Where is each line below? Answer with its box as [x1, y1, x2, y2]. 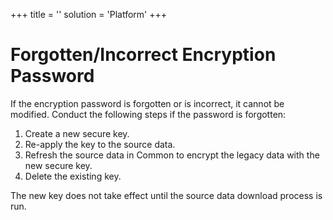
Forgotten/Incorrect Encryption [10, 44, 277, 66]
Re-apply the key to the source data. [24, 138, 176, 150]
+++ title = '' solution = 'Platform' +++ [10, 9, 167, 20]
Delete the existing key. [24, 170, 122, 182]
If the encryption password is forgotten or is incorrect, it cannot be [10, 97, 285, 109]
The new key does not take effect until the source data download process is [10, 189, 323, 201]
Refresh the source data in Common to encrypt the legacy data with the [24, 149, 320, 161]
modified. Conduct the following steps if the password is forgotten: [10, 108, 287, 120]
